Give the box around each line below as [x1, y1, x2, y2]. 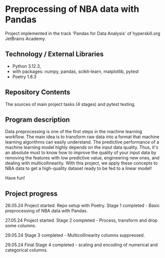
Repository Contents [5, 88, 71, 97]
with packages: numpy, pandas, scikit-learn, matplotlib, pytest [12, 68, 139, 74]
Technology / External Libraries [5, 50, 104, 58]
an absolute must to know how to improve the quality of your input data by [5, 150, 157, 155]
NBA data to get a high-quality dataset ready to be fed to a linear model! [5, 165, 152, 171]
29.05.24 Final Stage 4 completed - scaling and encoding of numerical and [5, 242, 158, 248]
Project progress [5, 189, 58, 198]
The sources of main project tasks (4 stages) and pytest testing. [5, 101, 136, 107]
